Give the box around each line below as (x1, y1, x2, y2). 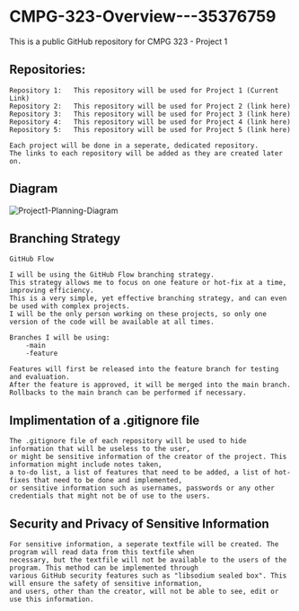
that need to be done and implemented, (32, 476, 182, 485)
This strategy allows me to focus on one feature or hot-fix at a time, (9, 279, 287, 288)
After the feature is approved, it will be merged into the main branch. (9, 380, 292, 390)
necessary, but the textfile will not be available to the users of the (9, 555, 287, 564)
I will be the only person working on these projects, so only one (9, 310, 268, 319)
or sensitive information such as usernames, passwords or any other (9, 483, 276, 493)
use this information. (9, 595, 94, 604)
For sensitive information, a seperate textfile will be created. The (9, 540, 279, 549)
